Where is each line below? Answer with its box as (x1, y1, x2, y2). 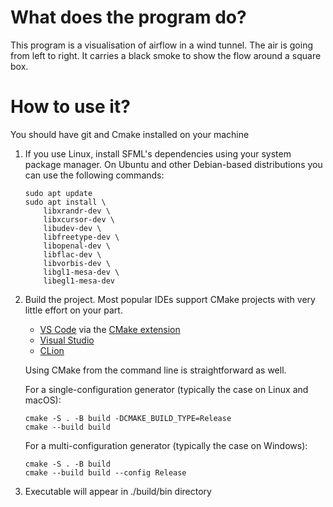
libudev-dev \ (43, 223, 102, 233)
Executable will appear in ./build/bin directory (24, 485, 212, 497)
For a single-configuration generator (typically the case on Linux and (24, 383, 309, 395)
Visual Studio (39, 334, 95, 346)
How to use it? (10, 96, 131, 118)
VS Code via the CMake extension (39, 323, 181, 335)
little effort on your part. (24, 304, 123, 316)
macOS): (24, 394, 62, 406)
